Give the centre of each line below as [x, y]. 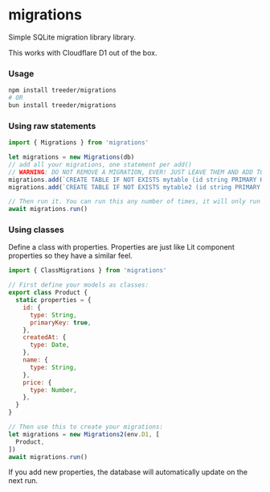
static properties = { [53, 300]
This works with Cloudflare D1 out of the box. [83, 52]
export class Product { [48, 293]
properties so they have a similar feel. [70, 256]
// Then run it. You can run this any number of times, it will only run [135, 202]
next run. [23, 481]
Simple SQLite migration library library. [72, 37]
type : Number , [53, 390]
